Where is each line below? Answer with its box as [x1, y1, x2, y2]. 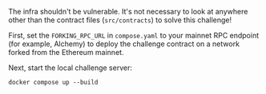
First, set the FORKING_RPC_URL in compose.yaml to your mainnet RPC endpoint [8, 31, 260, 40]
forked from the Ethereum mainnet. [8, 48, 124, 57]
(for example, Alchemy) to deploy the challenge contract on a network [8, 39, 240, 49]
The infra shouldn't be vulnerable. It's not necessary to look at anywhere [8, 7, 248, 16]
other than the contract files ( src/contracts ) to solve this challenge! [8, 15, 232, 25]
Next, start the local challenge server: [8, 63, 132, 72]
